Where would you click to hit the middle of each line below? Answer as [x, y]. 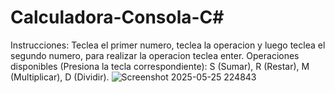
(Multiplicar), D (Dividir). [60, 77]
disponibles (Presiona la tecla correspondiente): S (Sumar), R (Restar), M [160, 66]
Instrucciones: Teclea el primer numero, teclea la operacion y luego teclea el [168, 45]
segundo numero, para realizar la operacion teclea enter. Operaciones [155, 55]
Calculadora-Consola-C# [117, 17]
